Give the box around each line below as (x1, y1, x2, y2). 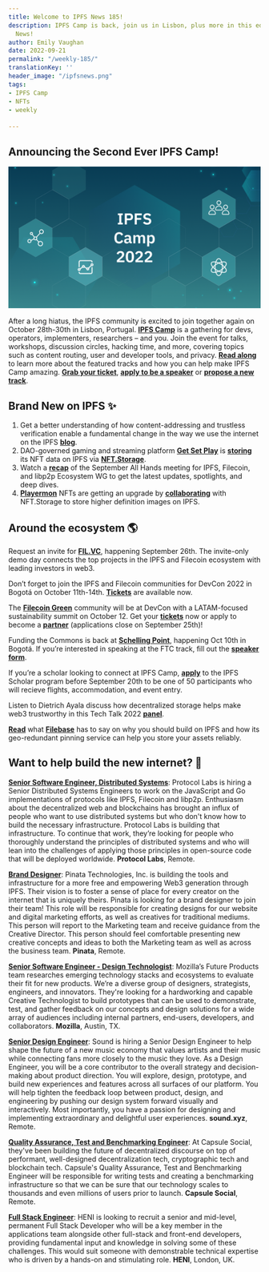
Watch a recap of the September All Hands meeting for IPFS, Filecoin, (19, 463, 251, 472)
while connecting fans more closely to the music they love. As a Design (8, 1053, 243, 1063)
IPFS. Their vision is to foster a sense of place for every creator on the (8, 886, 240, 896)
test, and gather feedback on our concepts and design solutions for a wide (8, 1004, 255, 1013)
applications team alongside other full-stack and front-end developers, (8, 1229, 242, 1238)
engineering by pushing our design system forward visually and (8, 1096, 219, 1105)
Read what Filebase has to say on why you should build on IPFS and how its (8, 724, 260, 734)
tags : (8, 80, 26, 88)
